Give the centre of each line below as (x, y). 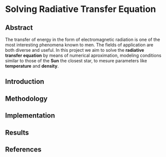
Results (17, 132)
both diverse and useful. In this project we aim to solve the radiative (75, 50)
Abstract (19, 28)
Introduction (25, 81)
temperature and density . (32, 66)
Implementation (30, 116)
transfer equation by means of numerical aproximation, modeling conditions (83, 55)
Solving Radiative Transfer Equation (81, 9)
